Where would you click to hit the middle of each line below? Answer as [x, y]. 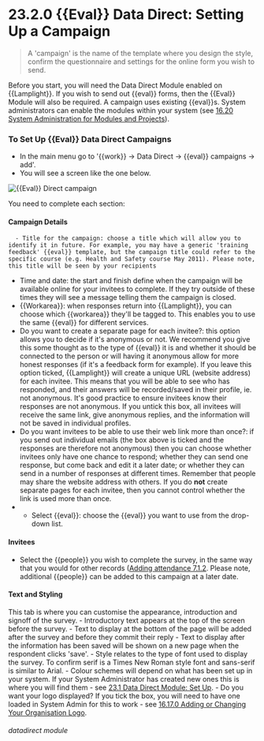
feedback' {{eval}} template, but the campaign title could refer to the [132, 253]
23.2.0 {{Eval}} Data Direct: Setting [126, 15]
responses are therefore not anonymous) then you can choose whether [136, 448]
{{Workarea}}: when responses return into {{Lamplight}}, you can [126, 306]
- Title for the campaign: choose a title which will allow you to [128, 238]
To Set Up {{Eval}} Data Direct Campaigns [90, 139]
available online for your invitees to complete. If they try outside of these [137, 289]
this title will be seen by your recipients [82, 266]
